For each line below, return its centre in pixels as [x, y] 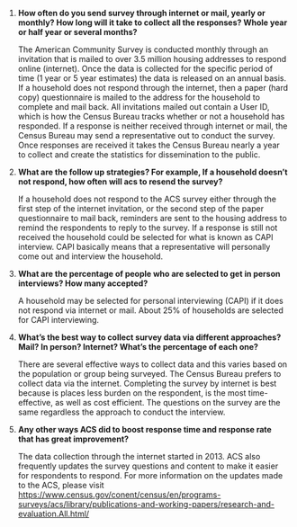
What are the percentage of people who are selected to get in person [149, 274]
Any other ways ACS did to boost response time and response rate [144, 429]
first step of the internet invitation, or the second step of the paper [140, 209]
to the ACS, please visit [61, 485]
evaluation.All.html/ [54, 514]
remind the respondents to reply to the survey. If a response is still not [148, 228]
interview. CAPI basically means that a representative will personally [144, 247]
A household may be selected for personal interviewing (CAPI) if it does [150, 301]
